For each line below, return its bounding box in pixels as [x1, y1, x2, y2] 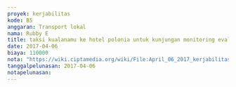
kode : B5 [7, 17, 33, 24]
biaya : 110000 [7, 50, 49, 57]
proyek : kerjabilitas [7, 10, 71, 18]
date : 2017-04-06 [7, 43, 58, 50]
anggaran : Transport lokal [7, 23, 86, 30]
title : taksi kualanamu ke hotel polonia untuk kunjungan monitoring [7, 36, 216, 43]
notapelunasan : [7, 69, 52, 76]
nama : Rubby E [7, 29, 49, 37]
